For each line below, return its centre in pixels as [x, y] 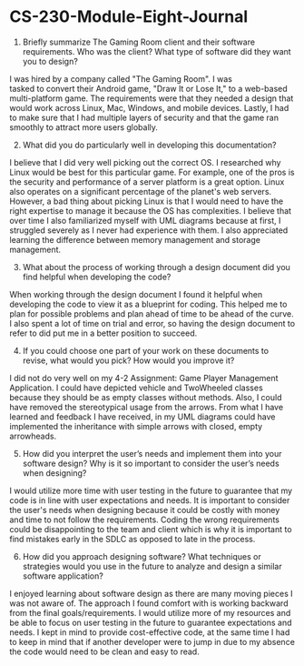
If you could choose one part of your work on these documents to [146, 350]
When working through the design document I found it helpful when [136, 294]
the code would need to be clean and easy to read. [104, 651]
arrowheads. [33, 436]
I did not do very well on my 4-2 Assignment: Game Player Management [144, 378]
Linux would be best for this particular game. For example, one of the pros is [152, 172]
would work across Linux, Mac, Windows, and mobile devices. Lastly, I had [149, 107]
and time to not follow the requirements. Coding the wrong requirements [144, 520]
